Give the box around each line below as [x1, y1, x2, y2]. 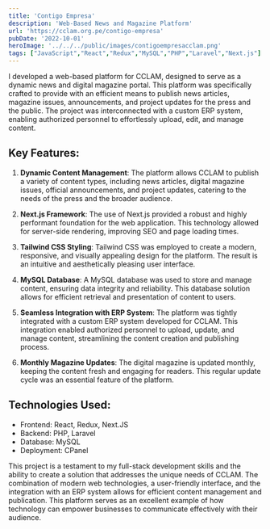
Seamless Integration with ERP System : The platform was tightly [19, 308, 238, 317]
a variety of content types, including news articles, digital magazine [19, 176, 245, 186]
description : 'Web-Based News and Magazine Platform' [8, 19, 193, 27]
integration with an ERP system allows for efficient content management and [8, 486, 262, 497]
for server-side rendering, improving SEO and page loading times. [19, 226, 239, 236]
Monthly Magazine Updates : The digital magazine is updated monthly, [19, 357, 256, 367]
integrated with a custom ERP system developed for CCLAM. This [19, 316, 239, 325]
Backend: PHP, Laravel [19, 428, 96, 438]
